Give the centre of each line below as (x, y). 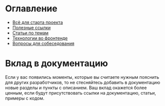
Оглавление (31, 9)
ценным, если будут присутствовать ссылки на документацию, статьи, (81, 93)
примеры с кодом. (25, 98)
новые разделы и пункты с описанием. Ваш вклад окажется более (76, 88)
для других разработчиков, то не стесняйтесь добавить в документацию (83, 82)
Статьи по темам (30, 33)
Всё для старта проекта (37, 22)
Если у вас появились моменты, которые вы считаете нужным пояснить (82, 77)
